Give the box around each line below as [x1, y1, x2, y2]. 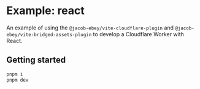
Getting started [6, 55, 66, 65]
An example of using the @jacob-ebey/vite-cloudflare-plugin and [6, 24, 174, 31]
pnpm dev [6, 77, 29, 83]
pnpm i [6, 71, 23, 77]
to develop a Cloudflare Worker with [93, 30, 184, 37]
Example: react [6, 4, 85, 18]
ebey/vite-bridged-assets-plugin [6, 31, 92, 37]
